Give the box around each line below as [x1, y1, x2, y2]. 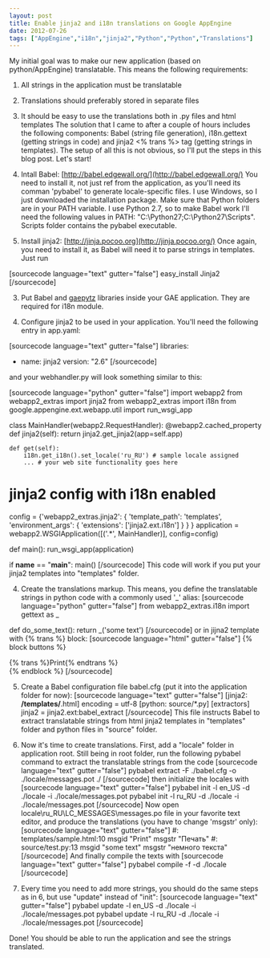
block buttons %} [9, 642, 66, 652]
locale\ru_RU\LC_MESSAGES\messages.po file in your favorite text [20, 809, 241, 818]
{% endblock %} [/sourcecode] [9, 667, 113, 676]
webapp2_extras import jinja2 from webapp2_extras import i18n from [9, 397, 237, 406]
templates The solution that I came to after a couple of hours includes [20, 120, 251, 129]
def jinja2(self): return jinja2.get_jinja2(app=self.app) [9, 429, 183, 438]
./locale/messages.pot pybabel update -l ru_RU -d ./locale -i [20, 909, 220, 919]
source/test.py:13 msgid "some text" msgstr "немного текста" [20, 842, 228, 852]
